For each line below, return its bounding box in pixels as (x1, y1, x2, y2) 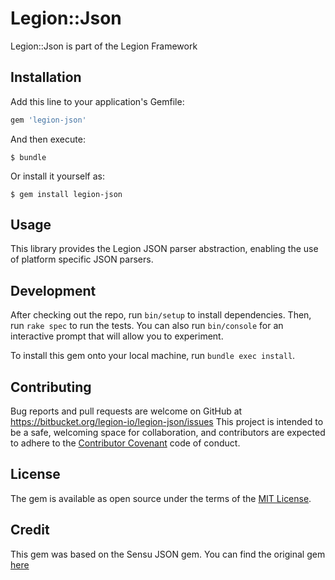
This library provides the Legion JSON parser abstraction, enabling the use (10, 243, 319, 255)
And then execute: (10, 133, 86, 145)
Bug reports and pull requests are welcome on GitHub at (10, 405, 243, 417)
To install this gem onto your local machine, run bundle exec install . (10, 350, 296, 362)
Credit (10, 522, 50, 539)
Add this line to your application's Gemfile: (10, 95, 185, 107)
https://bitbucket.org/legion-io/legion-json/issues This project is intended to (10, 416, 324, 428)
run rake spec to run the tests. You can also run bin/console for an (10, 320, 284, 332)
